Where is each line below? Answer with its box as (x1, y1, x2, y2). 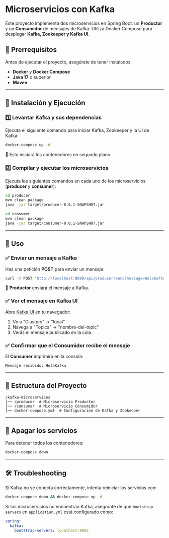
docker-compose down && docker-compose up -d (5, 495, 102, 500)
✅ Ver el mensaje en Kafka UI (5, 297, 78, 304)
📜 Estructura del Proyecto (5, 381, 87, 390)
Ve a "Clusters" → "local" (12, 318, 65, 324)
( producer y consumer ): (5, 183, 56, 189)
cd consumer (5, 212, 30, 217)
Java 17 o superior (12, 74, 51, 80)
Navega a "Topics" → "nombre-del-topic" (12, 324, 99, 330)
